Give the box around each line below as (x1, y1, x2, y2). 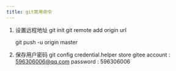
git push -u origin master (15, 38, 78, 46)
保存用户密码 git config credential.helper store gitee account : (15, 51, 170, 58)
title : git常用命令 (6, 8, 53, 15)
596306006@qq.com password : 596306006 (15, 58, 130, 65)
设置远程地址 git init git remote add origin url (15, 26, 127, 33)
